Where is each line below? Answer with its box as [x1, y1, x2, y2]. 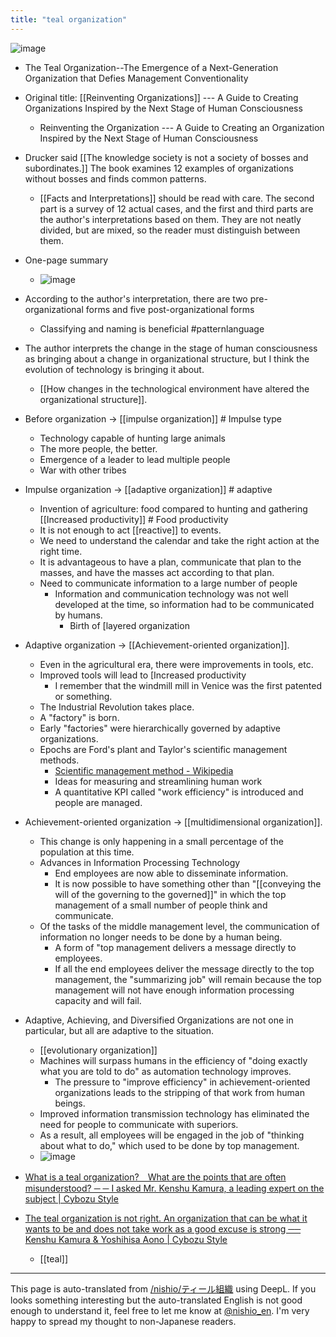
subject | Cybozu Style [24, 1192, 119, 1205]
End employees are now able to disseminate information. [54, 867, 289, 879]
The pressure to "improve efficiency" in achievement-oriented [54, 1076, 311, 1088]
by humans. [54, 609, 103, 621]
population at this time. [39, 846, 135, 858]
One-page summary [24, 254, 109, 266]
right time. [39, 545, 83, 557]
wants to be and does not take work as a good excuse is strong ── [24, 1222, 302, 1235]
